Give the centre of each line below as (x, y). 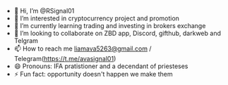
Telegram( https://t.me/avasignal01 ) (65, 59)
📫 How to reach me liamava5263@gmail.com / (83, 48)
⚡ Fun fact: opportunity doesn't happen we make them (93, 74)
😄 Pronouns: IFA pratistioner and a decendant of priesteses (101, 66)
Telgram (26, 41)
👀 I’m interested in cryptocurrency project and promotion (97, 18)
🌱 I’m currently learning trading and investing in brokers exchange (110, 26)
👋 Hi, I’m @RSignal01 (44, 11)
